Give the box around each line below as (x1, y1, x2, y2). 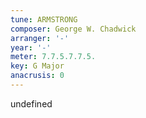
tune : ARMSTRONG (10, 14, 78, 25)
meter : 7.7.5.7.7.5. (10, 52, 97, 62)
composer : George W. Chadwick (10, 24, 137, 34)
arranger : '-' (10, 33, 70, 43)
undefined (10, 97, 53, 110)
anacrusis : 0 (10, 71, 65, 81)
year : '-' (10, 42, 52, 53)
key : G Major (10, 61, 65, 71)
